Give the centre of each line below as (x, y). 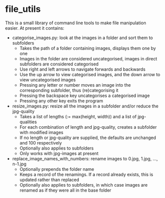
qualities (28, 122)
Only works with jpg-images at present (59, 153)
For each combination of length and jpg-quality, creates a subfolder (88, 127)
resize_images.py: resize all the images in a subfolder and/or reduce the (85, 106)
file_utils (23, 9)
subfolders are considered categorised (59, 64)
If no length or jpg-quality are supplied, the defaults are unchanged (88, 138)
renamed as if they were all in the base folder (66, 190)
